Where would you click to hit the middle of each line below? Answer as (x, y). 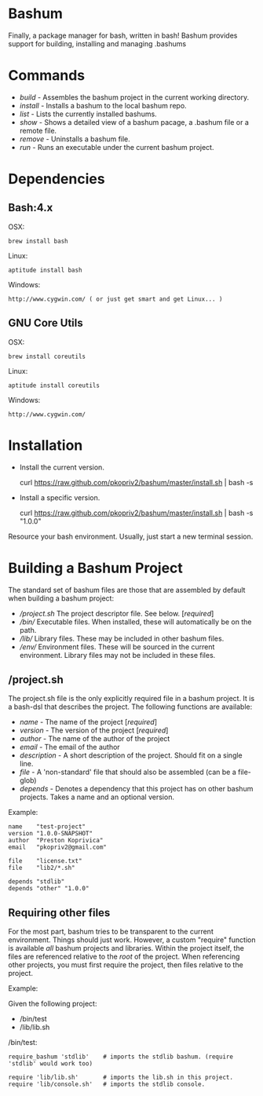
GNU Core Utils (46, 323)
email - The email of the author (69, 747)
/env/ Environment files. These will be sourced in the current (117, 647)
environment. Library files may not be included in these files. (117, 655)
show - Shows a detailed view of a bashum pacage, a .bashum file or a (134, 122)
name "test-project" (47, 827)
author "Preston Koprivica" (56, 841)
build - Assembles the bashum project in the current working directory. (134, 97)
